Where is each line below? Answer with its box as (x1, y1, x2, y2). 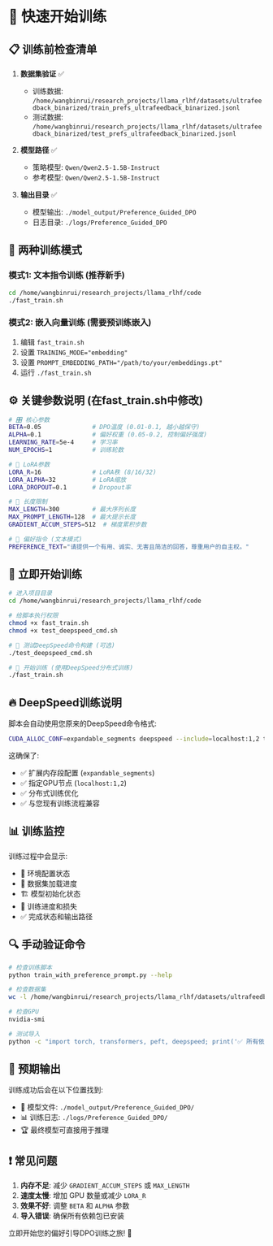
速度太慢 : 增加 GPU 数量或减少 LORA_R (19, 1191, 146, 1200)
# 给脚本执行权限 (8, 611, 58, 620)
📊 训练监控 (8, 824, 65, 838)
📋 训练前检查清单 (8, 42, 97, 56)
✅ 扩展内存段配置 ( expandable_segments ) (19, 768, 155, 778)
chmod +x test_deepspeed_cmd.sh (8, 627, 118, 635)
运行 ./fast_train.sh (19, 367, 92, 377)
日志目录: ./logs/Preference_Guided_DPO (32, 217, 168, 227)
